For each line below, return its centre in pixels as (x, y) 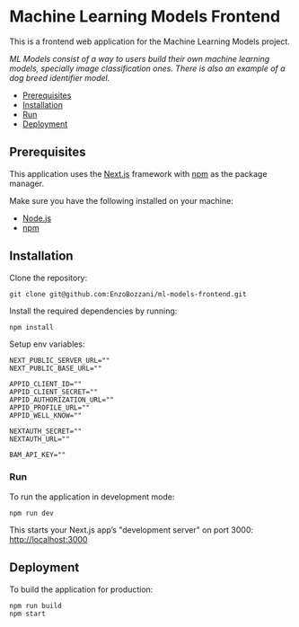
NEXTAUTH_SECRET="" (46, 431)
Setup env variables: (47, 344)
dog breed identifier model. (60, 77)
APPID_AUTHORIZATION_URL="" (62, 400)
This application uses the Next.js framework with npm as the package (138, 173)
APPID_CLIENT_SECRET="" (54, 392)
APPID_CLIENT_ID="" (46, 384)
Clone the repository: (48, 278)
